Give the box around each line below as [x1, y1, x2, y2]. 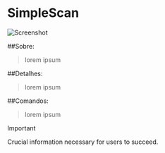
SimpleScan [7, 5, 80, 21]
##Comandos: [7, 97, 49, 105]
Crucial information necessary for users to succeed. [7, 137, 159, 146]
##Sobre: [7, 42, 35, 50]
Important [7, 123, 36, 132]
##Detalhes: [7, 69, 43, 78]
